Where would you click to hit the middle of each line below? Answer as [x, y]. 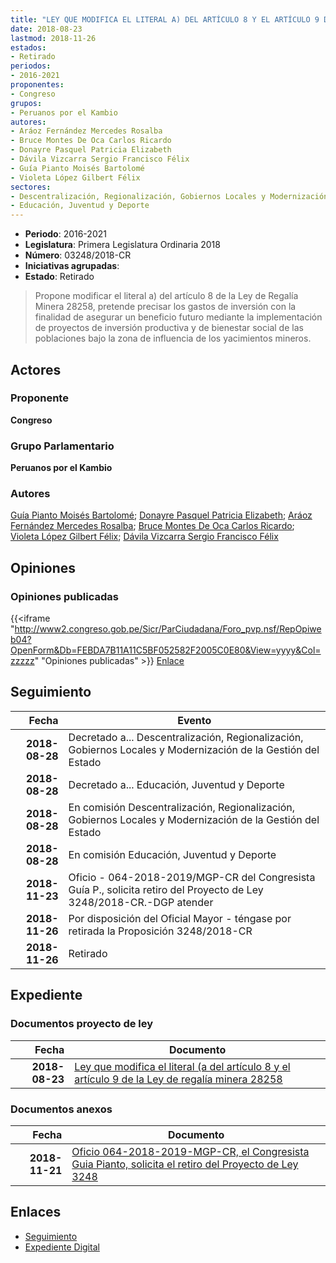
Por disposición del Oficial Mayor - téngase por [180, 918]
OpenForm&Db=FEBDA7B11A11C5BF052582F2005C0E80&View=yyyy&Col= [166, 650]
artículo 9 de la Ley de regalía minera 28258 [178, 1079]
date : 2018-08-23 [46, 29]
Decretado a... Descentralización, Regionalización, [186, 737]
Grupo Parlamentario [62, 446]
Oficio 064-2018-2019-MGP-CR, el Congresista [190, 1151]
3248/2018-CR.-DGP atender [141, 902]
